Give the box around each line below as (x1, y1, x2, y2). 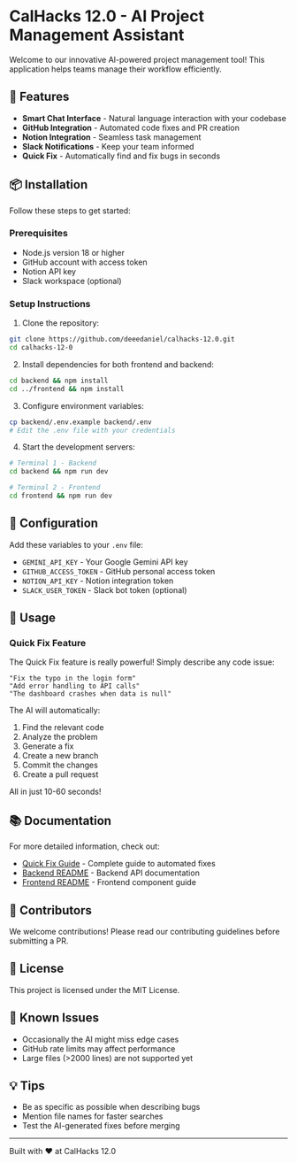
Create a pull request (21, 769, 99, 780)
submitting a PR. (9, 936, 69, 946)
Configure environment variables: (21, 400, 144, 411)
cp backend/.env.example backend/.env (9, 418, 152, 427)
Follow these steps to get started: (9, 205, 131, 216)
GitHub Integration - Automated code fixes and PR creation (21, 122, 240, 133)
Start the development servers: (21, 442, 135, 452)
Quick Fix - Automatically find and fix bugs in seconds (21, 150, 221, 161)
